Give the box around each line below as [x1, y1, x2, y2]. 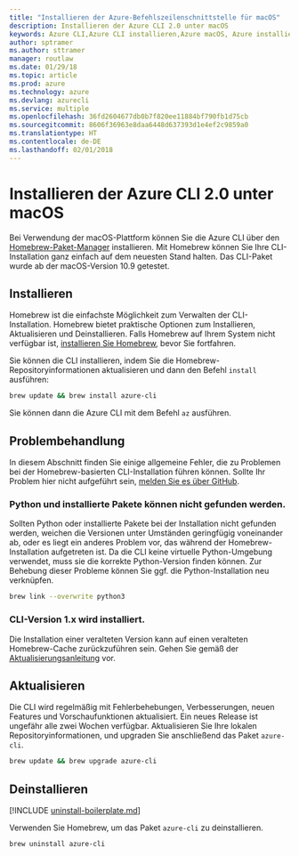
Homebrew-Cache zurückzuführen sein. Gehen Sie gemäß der [9, 642, 238, 654]
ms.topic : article [9, 71, 77, 80]
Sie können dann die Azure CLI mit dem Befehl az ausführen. [9, 408, 231, 418]
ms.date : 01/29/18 [9, 63, 77, 72]
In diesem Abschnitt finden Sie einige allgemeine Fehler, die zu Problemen [9, 457, 281, 468]
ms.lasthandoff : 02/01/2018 [9, 145, 114, 154]
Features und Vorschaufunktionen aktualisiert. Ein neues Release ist [9, 711, 258, 722]
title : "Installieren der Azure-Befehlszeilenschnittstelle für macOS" [9, 12, 280, 22]
